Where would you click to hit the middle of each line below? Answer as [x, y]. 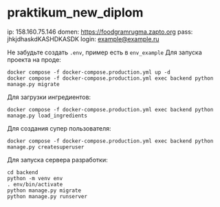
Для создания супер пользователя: [59, 128]
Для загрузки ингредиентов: [49, 97]
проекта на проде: [34, 59]
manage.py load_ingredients [47, 116]
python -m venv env [35, 178]
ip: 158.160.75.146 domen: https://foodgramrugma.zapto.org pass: [100, 32]
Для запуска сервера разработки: [57, 160]
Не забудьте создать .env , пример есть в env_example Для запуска [105, 52]
